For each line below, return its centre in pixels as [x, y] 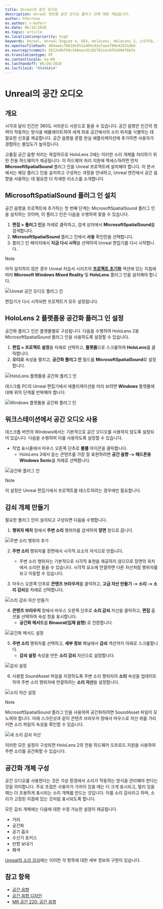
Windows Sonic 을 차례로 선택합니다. [55, 460]
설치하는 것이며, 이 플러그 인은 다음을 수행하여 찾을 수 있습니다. [70, 214]
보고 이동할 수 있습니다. [41, 574]
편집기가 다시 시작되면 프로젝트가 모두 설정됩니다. [52, 301]
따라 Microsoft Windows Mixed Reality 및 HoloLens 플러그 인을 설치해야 [76, 275]
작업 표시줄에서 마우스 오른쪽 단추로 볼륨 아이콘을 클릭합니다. [70, 448]
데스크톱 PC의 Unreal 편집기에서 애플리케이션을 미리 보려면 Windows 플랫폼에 [80, 386]
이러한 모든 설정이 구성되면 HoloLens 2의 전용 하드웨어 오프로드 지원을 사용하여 [81, 745]
